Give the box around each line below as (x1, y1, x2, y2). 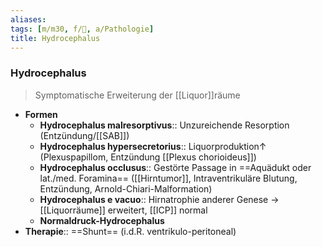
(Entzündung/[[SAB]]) (39, 129, 130, 141)
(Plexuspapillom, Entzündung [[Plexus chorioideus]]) (39, 151, 257, 163)
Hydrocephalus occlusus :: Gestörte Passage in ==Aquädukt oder (39, 161, 312, 173)
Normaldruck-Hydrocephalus (39, 214, 165, 226)
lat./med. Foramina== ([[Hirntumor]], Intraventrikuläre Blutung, (39, 172, 298, 184)
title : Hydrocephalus (10, 33, 101, 43)
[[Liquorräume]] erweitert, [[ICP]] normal (39, 204, 208, 216)
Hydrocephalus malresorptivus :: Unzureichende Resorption (39, 119, 290, 131)
